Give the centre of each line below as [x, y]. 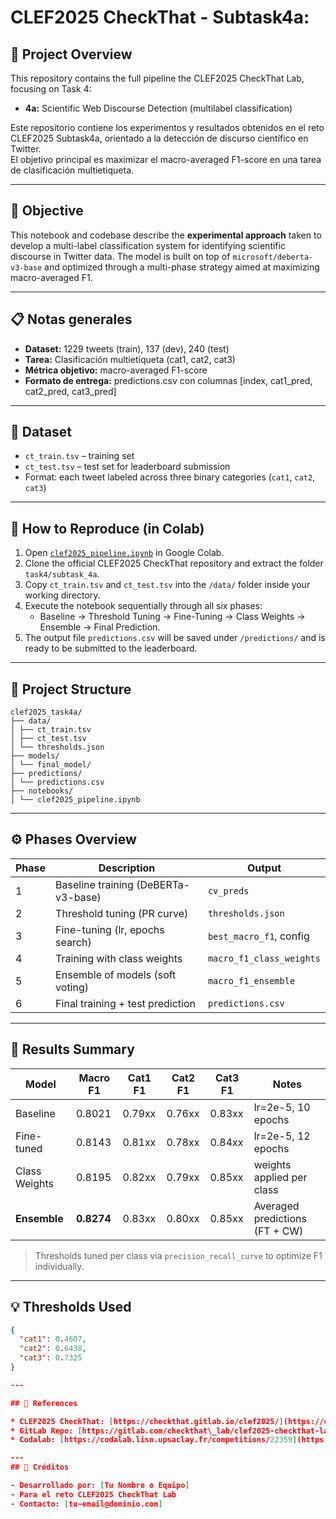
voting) [72, 987]
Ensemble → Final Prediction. [100, 627]
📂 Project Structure [71, 689]
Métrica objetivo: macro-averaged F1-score [116, 370]
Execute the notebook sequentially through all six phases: [143, 606]
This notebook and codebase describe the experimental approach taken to [166, 235]
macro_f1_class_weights [264, 958]
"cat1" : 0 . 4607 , [53, 1339]
